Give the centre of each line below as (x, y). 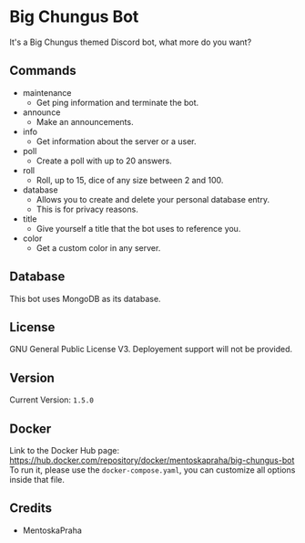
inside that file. (37, 480)
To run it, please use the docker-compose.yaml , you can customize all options (152, 470)
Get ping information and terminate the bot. (117, 102)
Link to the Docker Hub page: (65, 450)
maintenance (47, 92)
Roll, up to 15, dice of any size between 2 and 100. (130, 180)
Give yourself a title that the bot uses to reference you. (138, 228)
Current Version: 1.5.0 (51, 400)
